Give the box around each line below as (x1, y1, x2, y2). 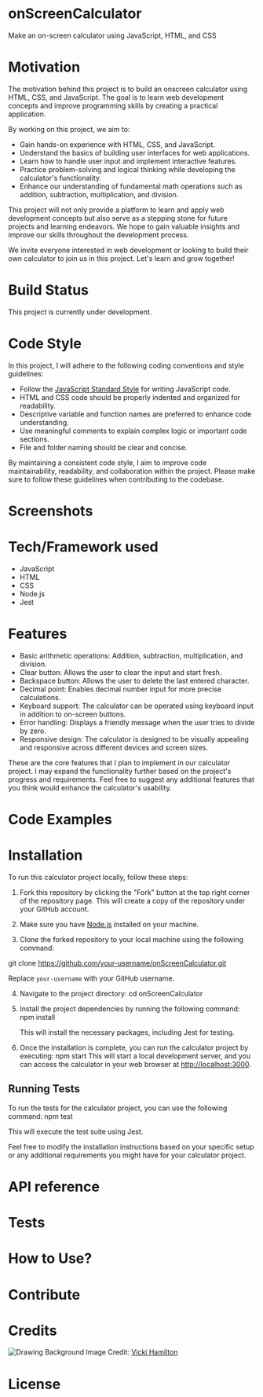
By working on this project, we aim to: (8, 124, 130, 134)
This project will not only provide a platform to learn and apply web (8, 205, 225, 214)
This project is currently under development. (8, 307, 152, 317)
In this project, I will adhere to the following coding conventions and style (8, 361, 245, 370)
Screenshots (8, 502, 93, 519)
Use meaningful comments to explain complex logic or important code (19, 426, 247, 435)
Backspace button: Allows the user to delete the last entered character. (19, 676, 250, 685)
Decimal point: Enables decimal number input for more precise (19, 684, 222, 694)
